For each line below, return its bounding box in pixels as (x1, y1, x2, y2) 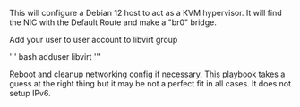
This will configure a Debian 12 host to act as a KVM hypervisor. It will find (9, 8, 282, 18)
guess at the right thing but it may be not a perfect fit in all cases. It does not (9, 78, 291, 88)
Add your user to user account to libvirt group (9, 35, 178, 45)
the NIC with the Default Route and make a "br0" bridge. (9, 17, 217, 28)
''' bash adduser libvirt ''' (9, 52, 101, 62)
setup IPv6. (9, 88, 51, 98)
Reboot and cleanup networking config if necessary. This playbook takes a (9, 69, 286, 79)
